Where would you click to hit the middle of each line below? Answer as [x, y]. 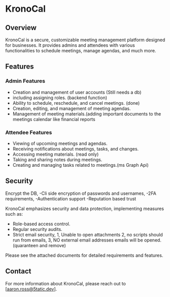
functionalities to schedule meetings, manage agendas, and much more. [81, 51]
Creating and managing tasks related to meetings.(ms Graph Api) [80, 165]
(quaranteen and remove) [39, 245]
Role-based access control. [41, 224]
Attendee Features [29, 132]
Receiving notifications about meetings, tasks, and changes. [76, 148]
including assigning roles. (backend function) [60, 98]
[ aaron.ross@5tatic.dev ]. [31, 289]
